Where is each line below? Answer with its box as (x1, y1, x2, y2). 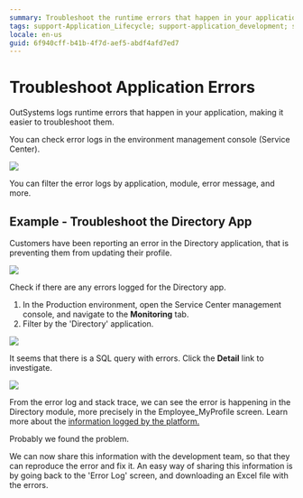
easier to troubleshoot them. (9, 116, 115, 127)
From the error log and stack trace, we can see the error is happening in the (9, 397, 291, 407)
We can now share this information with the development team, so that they (9, 451, 290, 461)
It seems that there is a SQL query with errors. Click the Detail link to (9, 353, 264, 364)
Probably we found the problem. (9, 434, 129, 444)
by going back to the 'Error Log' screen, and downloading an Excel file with (9, 470, 289, 481)
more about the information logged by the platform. (9, 416, 200, 427)
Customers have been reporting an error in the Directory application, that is (9, 238, 289, 248)
